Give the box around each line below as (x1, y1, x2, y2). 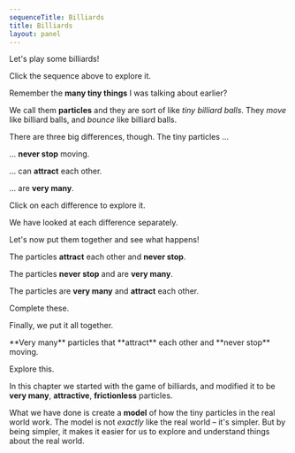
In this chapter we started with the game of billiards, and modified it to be (9, 381, 276, 392)
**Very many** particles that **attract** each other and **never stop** (9, 337, 271, 348)
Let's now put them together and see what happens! (9, 234, 200, 245)
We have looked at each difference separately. (9, 218, 178, 228)
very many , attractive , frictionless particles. (9, 390, 173, 401)
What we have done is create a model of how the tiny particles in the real (9, 408, 276, 418)
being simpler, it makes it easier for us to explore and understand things (9, 426, 270, 437)
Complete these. (9, 303, 70, 314)
